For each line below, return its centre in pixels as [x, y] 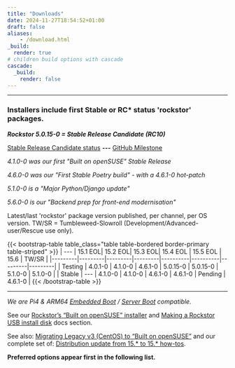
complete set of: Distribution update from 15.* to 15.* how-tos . [97, 343]
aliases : [20, 33]
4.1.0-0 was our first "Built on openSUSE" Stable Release [89, 161]
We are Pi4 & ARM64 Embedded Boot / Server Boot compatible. [99, 301]
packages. [26, 118]
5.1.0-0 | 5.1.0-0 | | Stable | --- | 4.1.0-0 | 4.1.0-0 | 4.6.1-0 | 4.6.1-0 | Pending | [116, 273]
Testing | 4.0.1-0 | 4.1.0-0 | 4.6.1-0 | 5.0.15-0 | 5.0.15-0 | [140, 266]
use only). [59, 230]
